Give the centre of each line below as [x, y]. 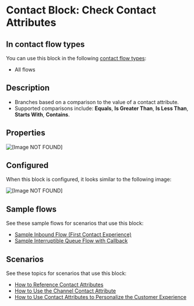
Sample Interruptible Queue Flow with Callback [71, 241]
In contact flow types [46, 44]
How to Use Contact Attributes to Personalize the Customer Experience [101, 297]
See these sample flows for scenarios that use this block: [75, 224]
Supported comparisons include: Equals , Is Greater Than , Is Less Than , [101, 108]
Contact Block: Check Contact [81, 10]
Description [28, 88]
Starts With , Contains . [42, 114]
